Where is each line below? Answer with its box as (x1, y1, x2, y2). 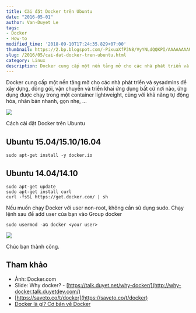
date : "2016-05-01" (6, 14, 54, 20)
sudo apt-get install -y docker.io (6, 153, 93, 159)
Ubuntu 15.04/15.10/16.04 (6, 137, 101, 147)
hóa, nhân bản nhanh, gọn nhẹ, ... (6, 98, 87, 105)
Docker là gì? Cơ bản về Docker (14, 300, 91, 307)
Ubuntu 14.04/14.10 (6, 168, 78, 178)
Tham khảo (6, 260, 48, 270)
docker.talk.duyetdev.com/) (14, 288, 80, 295)
